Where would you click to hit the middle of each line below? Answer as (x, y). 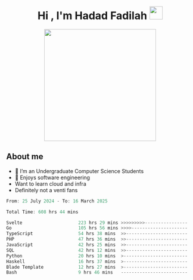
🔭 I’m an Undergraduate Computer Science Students (79, 171)
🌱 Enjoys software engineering (52, 177)
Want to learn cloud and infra (50, 184)
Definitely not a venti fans (46, 190)
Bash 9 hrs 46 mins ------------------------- (97, 273)
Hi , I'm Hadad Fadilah (93, 16)
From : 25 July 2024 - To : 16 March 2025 (57, 201)
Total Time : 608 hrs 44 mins (42, 212)
